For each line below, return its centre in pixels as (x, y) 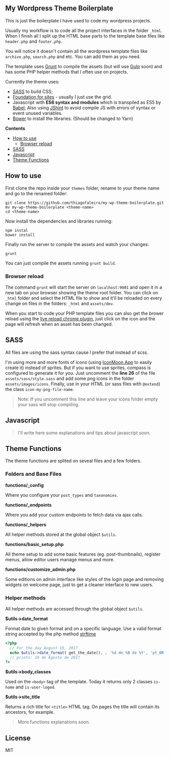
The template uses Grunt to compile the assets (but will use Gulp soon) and (84, 66)
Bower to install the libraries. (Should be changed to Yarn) (73, 118)
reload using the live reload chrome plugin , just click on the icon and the (80, 319)
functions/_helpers (26, 524)
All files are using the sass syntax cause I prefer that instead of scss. (77, 352)
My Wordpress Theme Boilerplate (59, 8)
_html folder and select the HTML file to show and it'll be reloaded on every (84, 298)
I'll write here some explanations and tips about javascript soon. (84, 433)
